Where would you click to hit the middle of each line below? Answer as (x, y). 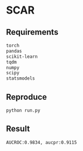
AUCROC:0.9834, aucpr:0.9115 (41, 142)
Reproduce (27, 97)
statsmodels (20, 78)
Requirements (32, 32)
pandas (14, 51)
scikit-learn (22, 57)
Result (18, 129)
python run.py (23, 110)
